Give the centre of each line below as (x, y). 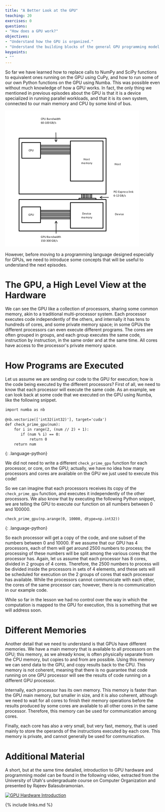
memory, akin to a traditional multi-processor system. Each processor (76, 314)
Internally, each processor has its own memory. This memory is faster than (81, 690)
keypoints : (16, 52)
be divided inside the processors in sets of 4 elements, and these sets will (80, 569)
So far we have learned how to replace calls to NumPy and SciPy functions (81, 72)
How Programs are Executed (65, 366)
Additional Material (45, 756)
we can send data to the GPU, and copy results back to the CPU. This (76, 665)
